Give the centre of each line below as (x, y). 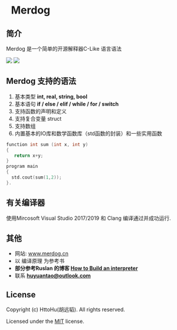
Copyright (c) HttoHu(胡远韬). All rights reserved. (66, 309)
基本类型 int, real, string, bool (51, 96)
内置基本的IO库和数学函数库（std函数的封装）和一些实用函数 (88, 133)
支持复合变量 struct (38, 118)
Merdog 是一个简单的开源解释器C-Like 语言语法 (64, 49)
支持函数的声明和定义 (40, 111)
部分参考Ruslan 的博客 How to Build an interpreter (76, 268)
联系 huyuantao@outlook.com (53, 276)
